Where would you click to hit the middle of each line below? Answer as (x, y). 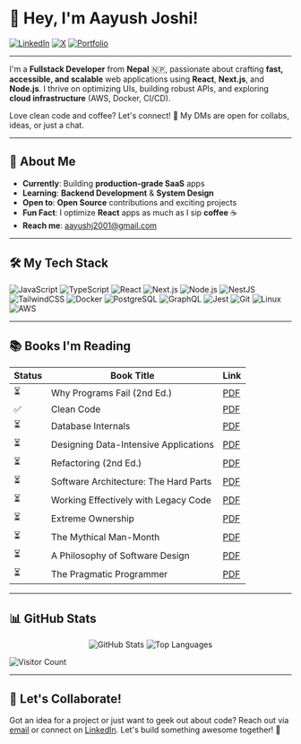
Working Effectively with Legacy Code (131, 500)
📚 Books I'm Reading (70, 346)
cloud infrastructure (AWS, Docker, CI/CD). (90, 98)
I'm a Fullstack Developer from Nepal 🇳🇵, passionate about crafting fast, (146, 69)
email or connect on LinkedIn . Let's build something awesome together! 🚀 (145, 730)
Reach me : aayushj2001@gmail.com (90, 225)
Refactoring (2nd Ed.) (96, 463)
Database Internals (90, 425)
